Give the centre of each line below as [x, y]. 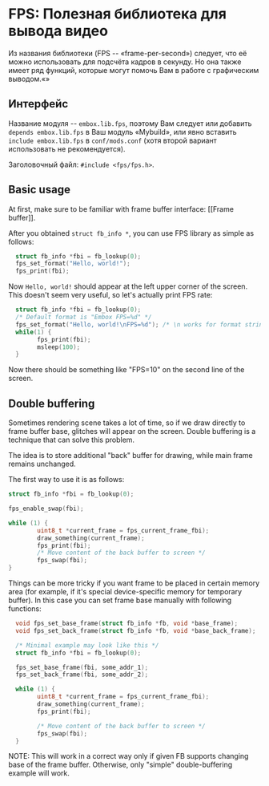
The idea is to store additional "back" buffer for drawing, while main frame [131, 456]
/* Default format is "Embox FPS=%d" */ [84, 318]
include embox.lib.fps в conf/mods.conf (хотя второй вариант [113, 140]
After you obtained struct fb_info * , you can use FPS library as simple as [131, 233]
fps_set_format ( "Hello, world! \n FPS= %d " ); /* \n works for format [128, 324]
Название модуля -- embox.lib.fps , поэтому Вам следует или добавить [130, 123]
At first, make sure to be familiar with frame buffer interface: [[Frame [121, 209]
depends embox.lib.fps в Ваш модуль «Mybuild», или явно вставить [123, 132]
